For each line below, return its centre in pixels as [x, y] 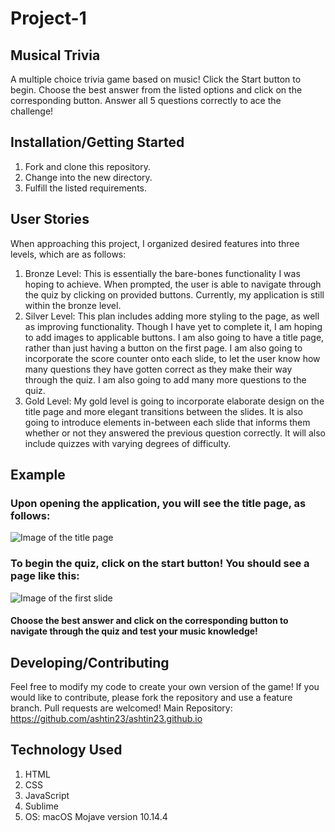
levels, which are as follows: [68, 254]
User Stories [50, 219]
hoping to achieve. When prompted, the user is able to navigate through [173, 284]
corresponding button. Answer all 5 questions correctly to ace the [146, 100]
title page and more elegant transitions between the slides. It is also [163, 411]
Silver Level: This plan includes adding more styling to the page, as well [172, 316]
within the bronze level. [73, 305]
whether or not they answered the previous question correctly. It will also [175, 433]
